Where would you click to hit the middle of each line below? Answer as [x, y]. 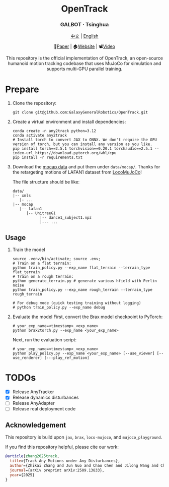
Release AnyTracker [33, 392]
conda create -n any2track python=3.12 [54, 131]
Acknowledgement [36, 425]
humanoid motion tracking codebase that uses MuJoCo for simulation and [84, 64]
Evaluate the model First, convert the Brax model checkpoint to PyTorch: [88, 317]
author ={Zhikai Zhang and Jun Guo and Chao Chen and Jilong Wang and [84, 465]
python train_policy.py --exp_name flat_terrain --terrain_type [81, 268]
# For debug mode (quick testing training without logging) [77, 303]
